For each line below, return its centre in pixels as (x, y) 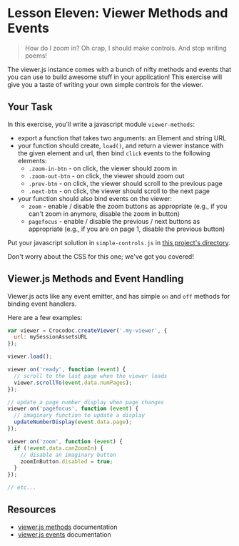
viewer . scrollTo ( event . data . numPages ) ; (73, 383)
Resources (32, 510)
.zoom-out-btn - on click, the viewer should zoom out (106, 175)
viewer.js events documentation (65, 534)
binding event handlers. (42, 304)
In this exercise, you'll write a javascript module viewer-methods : (101, 124)
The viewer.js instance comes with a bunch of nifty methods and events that (119, 69)
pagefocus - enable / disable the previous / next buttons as (114, 221)
